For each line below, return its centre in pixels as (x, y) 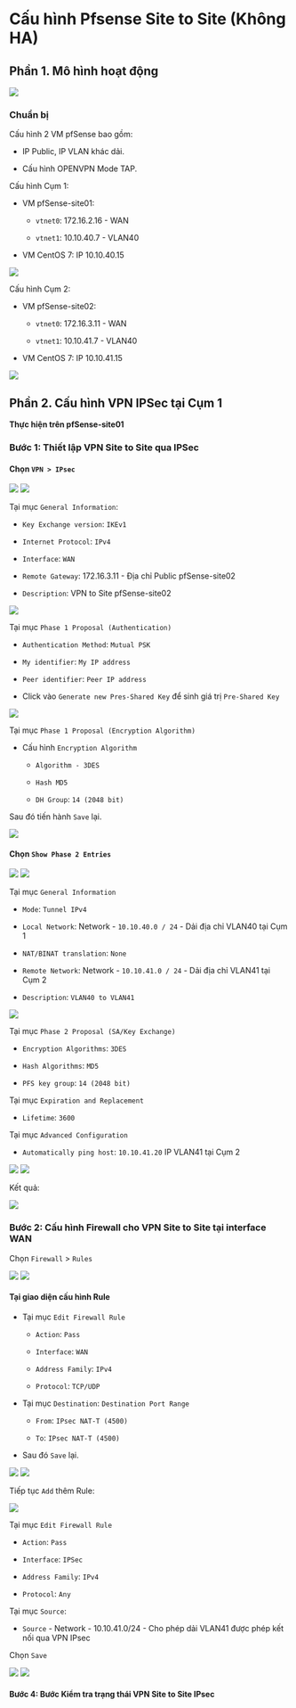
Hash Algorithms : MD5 (60, 1066)
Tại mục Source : (38, 1611)
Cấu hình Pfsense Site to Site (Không (148, 19)
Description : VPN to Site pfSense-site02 (96, 594)
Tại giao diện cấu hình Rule (60, 1297)
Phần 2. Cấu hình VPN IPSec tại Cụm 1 (116, 402)
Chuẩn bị (29, 114)
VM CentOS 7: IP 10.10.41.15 (72, 358)
